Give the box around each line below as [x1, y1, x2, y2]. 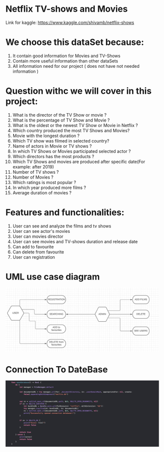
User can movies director [12, 233, 64, 239]
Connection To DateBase [5, 364, 108, 375]
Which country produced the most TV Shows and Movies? [12, 127, 130, 133]
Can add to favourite [12, 244, 54, 249]
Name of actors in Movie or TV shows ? [12, 143, 92, 149]
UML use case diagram [5, 271, 100, 282]
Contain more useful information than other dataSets [12, 58, 118, 64]
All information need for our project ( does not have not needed [12, 63, 140, 69]
